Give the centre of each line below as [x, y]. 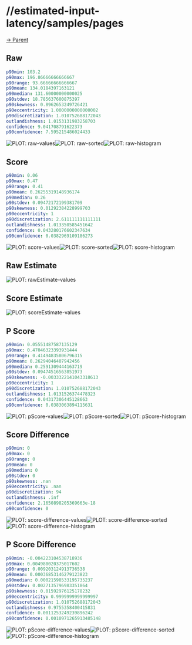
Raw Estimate [31, 266]
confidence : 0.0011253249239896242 [50, 613]
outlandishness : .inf [33, 498]
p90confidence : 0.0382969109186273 [50, 236]
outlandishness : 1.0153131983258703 [51, 121]
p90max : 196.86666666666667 [41, 77]
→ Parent [17, 40]
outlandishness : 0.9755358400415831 [51, 608]
